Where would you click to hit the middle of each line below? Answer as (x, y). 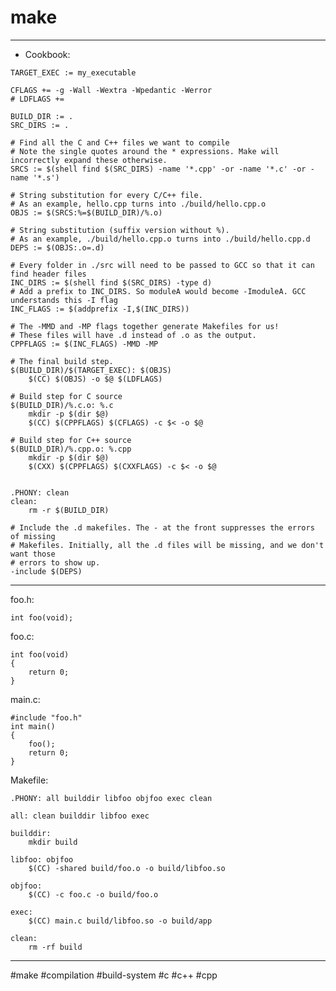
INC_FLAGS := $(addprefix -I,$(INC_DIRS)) (100, 309)
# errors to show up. (55, 562)
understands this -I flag (64, 300)
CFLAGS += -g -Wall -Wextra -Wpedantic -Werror (111, 90)
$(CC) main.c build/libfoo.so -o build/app (120, 921)
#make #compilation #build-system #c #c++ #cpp (114, 975)
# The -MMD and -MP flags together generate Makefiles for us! (145, 326)
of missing (33, 536)
